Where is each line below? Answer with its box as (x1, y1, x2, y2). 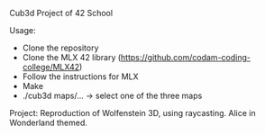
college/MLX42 (22, 62, 80, 72)
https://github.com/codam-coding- (120, 52, 251, 62)
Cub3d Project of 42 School (9, 8, 114, 18)
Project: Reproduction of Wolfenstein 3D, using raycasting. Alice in (9, 108, 256, 118)
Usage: (9, 25, 36, 35)
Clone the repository (22, 42, 99, 53)
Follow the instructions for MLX (22, 71, 139, 82)
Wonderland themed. (9, 117, 88, 128)
